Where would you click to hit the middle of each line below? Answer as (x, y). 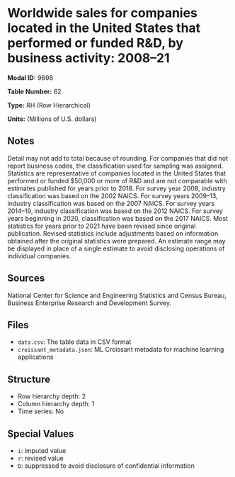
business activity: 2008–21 (88, 58)
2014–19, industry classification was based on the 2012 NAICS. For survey (115, 211)
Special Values (41, 433)
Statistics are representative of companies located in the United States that (117, 173)
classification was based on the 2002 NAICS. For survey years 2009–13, (113, 195)
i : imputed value (42, 450)
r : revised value (40, 458)
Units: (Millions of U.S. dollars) (52, 119)
